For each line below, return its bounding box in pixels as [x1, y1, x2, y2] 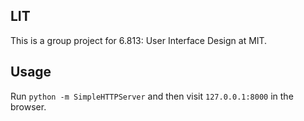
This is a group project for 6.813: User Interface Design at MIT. [10, 34, 268, 46]
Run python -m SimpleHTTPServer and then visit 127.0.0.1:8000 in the [10, 90, 294, 102]
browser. [10, 100, 47, 113]
